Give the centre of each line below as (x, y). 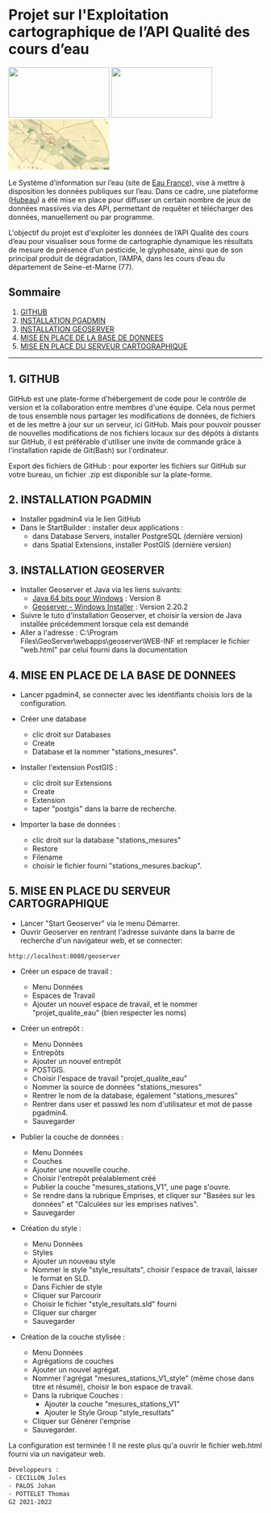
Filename (47, 857)
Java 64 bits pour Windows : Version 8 (96, 599)
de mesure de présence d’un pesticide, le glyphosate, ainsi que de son (126, 250)
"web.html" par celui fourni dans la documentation (104, 650)
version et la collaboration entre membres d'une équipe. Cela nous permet (132, 407)
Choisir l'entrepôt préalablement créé (94, 1178)
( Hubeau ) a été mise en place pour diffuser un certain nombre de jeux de (130, 200)
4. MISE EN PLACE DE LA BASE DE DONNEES (122, 675)
